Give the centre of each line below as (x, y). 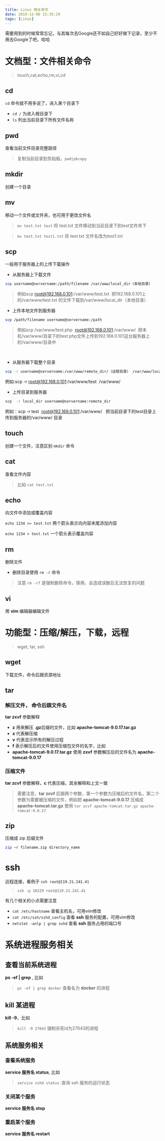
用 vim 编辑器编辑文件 (27, 611)
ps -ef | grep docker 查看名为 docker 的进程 (63, 988)
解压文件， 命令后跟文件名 (36, 705)
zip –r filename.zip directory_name (42, 848)
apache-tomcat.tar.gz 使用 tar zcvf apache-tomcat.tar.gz (78, 806)
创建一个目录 (18, 187)
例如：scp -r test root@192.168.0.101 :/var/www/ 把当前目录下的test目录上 (81, 411)
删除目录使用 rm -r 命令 (36, 572)
